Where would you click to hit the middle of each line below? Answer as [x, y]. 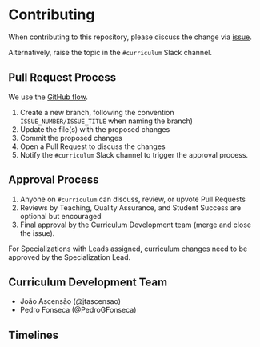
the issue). [37, 233]
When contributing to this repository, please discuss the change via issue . [130, 37]
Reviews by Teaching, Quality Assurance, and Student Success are [130, 207]
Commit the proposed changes [71, 138]
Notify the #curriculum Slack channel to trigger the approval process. [134, 154]
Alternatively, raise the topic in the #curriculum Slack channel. [110, 52]
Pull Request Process [62, 78]
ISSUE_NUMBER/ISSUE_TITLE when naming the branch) [106, 121]
